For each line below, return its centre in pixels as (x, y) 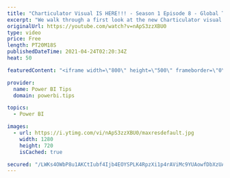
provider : (21, 83)
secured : (20, 164)
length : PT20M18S (32, 45)
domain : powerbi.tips (44, 96)
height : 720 (36, 145)
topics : (18, 108)
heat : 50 (20, 58)
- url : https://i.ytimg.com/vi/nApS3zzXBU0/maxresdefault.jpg (104, 133)
